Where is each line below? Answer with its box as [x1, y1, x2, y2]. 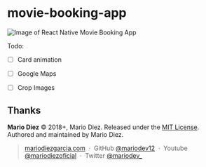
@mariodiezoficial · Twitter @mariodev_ [24, 151, 142, 159]
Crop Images [17, 83, 55, 92]
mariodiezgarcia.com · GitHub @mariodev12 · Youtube [24, 144, 188, 152]
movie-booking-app [7, 5, 127, 21]
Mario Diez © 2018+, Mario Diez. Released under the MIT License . [7, 123, 200, 131]
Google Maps [17, 69, 57, 78]
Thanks [7, 104, 41, 116]
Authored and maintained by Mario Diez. [7, 130, 124, 138]
